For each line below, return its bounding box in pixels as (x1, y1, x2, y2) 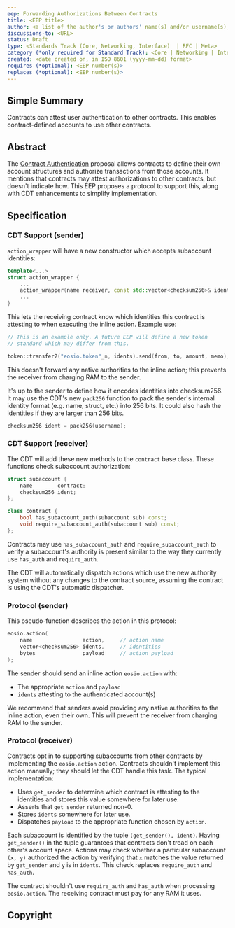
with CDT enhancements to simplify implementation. (7, 190, 158, 198)
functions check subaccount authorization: (7, 462, 131, 470)
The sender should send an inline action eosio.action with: (7, 669, 178, 677)
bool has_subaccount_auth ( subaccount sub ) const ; (20, 514, 168, 521)
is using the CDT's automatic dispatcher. (7, 583, 124, 591)
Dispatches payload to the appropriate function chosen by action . (17, 817, 207, 826)
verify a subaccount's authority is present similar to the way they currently (7, 547, 222, 556)
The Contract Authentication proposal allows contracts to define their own (7, 160, 221, 168)
